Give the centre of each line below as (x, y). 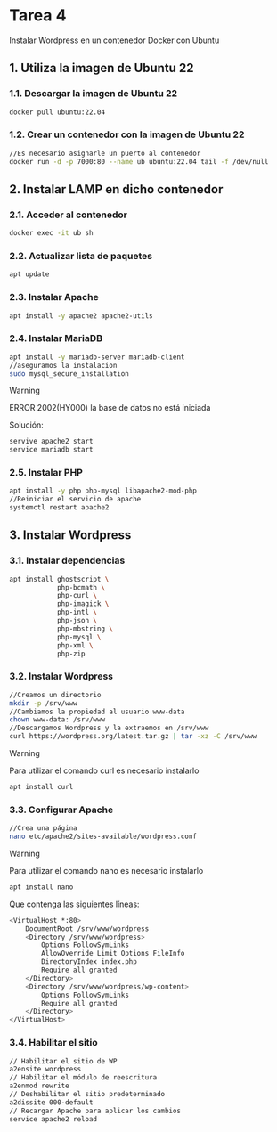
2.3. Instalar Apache (54, 297)
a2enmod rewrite (39, 1086)
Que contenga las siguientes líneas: (74, 904)
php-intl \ (77, 612)
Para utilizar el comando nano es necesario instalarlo (106, 870)
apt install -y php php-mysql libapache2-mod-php (103, 491)
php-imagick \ (83, 604)
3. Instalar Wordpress (70, 535)
